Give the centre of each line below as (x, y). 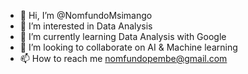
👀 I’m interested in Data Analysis (86, 26)
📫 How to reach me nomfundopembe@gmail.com (123, 58)
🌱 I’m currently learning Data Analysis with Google (123, 36)
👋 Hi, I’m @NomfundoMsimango (86, 15)
